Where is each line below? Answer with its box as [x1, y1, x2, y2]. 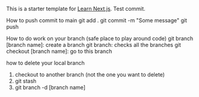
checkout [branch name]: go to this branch [6, 48, 112, 55]
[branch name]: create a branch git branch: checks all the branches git [6, 42, 182, 48]
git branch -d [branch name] [14, 84, 86, 91]
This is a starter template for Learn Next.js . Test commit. [6, 5, 145, 12]
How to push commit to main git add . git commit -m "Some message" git [6, 17, 188, 23]
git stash [14, 78, 37, 84]
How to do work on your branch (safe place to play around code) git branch [6, 35, 194, 42]
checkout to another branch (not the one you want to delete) [14, 71, 165, 78]
